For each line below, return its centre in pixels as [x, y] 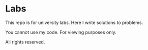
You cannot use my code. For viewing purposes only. [61, 32]
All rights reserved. [25, 42]
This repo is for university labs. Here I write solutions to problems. [74, 22]
